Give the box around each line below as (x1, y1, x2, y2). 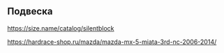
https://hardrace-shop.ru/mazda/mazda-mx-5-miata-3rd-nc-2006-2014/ (7, 38, 217, 46)
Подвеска (7, 6, 53, 17)
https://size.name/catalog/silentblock (7, 24, 114, 32)
